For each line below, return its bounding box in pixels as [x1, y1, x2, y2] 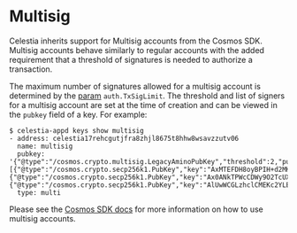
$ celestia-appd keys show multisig [9, 126, 144, 135]
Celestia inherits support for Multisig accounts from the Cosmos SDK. [9, 35, 263, 46]
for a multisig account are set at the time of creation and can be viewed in [9, 99, 278, 110]
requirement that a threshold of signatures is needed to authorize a [9, 54, 254, 65]
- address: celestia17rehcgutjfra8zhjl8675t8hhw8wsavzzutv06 [9, 134, 240, 143]
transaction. [9, 64, 53, 74]
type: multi [17, 188, 62, 197]
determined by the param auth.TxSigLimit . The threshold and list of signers [9, 90, 286, 101]
